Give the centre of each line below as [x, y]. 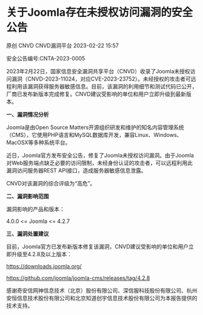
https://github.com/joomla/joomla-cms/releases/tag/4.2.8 [78, 278]
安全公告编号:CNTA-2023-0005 [46, 58]
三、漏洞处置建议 [28, 233]
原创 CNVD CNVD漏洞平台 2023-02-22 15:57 [63, 45]
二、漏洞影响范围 [28, 196]
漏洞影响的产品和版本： [35, 209]
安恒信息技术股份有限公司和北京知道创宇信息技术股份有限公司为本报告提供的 [102, 298]
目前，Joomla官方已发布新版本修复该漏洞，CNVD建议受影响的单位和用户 [98, 247]
